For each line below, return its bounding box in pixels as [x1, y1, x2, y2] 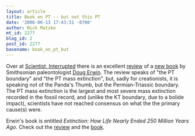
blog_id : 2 [6, 36, 33, 41]
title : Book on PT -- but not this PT [6, 14, 100, 20]
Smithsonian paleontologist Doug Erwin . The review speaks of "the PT [6, 68, 175, 76]
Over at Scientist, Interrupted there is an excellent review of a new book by [6, 62, 186, 69]
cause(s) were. [6, 106, 42, 113]
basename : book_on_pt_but [6, 47, 69, 53]
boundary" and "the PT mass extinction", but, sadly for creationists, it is [6, 75, 178, 82]
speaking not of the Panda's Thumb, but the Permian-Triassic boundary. [6, 81, 180, 88]
